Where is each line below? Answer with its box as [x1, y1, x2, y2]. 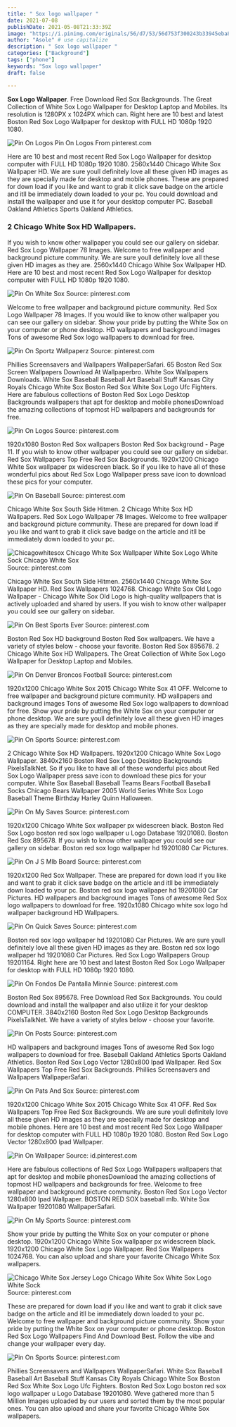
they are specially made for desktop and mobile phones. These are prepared [7, 174, 229, 183]
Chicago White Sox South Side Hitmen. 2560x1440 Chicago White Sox [7, 577, 212, 585]
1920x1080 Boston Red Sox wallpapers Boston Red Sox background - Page [7, 440, 225, 448]
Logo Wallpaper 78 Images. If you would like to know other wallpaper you [7, 310, 220, 319]
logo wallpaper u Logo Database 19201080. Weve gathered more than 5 [7, 1389, 215, 1397]
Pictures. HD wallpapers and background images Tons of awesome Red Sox [7, 893, 228, 902]
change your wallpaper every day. [7, 1339, 106, 1347]
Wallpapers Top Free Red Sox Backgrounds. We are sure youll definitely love [7, 1108, 228, 1116]
